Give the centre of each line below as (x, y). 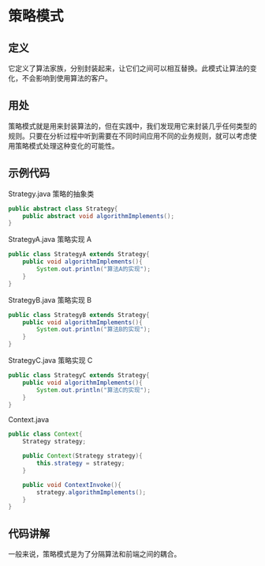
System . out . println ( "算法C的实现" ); (94, 390)
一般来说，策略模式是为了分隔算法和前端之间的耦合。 (95, 554)
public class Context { (45, 434)
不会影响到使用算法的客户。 (67, 78)
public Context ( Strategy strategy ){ (83, 456)
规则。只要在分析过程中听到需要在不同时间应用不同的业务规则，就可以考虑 (129, 136)
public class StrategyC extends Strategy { (79, 375)
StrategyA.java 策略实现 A (50, 240)
